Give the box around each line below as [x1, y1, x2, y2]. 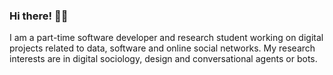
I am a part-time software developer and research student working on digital [9, 32, 324, 44]
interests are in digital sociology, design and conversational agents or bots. [9, 53, 318, 65]
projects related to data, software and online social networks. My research [9, 42, 316, 54]
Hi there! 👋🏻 [9, 9, 69, 23]
